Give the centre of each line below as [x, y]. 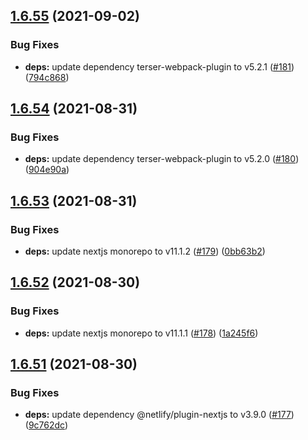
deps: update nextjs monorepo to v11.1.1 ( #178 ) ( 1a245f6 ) [141, 333]
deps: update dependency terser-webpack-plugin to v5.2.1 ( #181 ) [159, 66]
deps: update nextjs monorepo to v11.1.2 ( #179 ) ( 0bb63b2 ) [145, 251]
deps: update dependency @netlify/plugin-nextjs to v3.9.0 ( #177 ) [159, 415]
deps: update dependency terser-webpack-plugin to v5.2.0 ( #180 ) [162, 159]
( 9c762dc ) [46, 425]
